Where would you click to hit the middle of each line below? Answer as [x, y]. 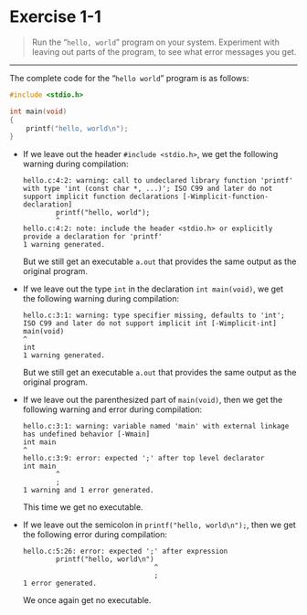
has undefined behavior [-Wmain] [86, 435]
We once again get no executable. [87, 600]
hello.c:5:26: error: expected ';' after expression [125, 551]
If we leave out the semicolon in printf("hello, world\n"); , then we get [159, 525]
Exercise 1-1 [56, 17]
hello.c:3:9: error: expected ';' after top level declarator [143, 459]
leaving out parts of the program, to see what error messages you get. [164, 51]
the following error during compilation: [95, 535]
